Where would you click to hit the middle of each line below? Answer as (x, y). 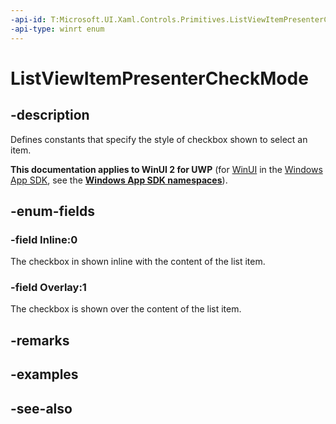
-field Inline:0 (44, 239)
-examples (44, 374)
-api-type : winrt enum (57, 29)
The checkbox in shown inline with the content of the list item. (138, 262)
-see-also (41, 408)
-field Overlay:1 (48, 288)
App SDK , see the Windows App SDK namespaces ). (119, 180)
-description (50, 115)
